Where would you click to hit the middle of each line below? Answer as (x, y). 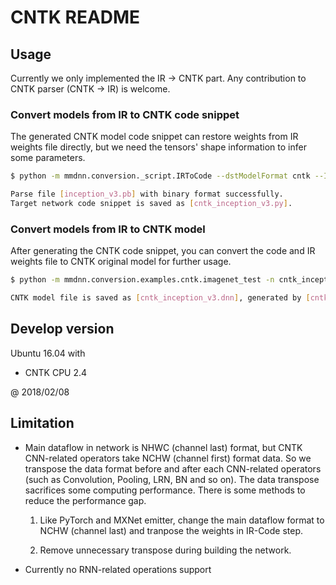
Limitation (42, 423)
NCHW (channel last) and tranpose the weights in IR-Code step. (171, 530)
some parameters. (48, 158)
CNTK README (75, 17)
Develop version (62, 329)
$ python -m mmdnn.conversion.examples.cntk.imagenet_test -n (142, 280)
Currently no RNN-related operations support (118, 569)
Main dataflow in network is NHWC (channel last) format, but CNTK (163, 447)
